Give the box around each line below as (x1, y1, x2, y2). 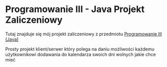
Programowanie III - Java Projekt (5, 4, 145, 15)
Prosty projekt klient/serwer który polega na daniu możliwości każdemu (5, 46, 154, 52)
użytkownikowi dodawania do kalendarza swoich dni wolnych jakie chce (5, 51, 156, 57)
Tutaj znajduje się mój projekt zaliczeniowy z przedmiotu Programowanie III (5, 31, 162, 37)
